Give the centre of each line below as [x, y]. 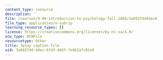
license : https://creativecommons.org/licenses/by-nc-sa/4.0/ [69, 32]
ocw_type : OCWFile [24, 37]
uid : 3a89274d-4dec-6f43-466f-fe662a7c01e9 [50, 50]
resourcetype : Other [26, 41]
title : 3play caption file [32, 45]
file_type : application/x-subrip [39, 23]
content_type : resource [29, 9]
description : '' [21, 14]
